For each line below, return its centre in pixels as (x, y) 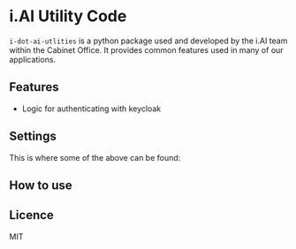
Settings (33, 136)
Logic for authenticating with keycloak (91, 109)
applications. (32, 59)
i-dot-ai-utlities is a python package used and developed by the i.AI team (148, 41)
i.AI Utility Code (68, 16)
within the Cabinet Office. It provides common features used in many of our (147, 49)
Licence (32, 215)
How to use (41, 185)
